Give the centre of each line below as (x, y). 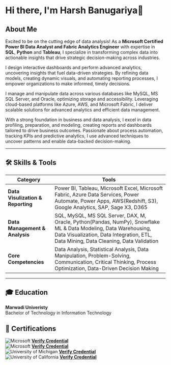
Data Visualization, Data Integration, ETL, (103, 235)
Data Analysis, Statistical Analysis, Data (102, 249)
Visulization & (25, 198)
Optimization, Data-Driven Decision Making (107, 268)
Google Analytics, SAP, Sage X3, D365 (101, 207)
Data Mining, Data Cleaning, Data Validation (106, 241)
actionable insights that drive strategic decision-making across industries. (83, 58)
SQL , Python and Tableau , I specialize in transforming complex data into (81, 52)
